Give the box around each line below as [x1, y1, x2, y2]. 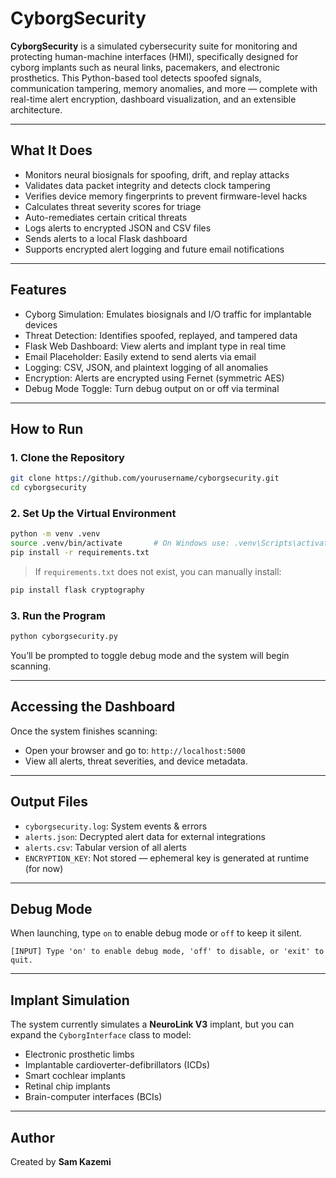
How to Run [10, 420, 84, 437]
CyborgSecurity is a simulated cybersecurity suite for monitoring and [10, 40, 298, 52]
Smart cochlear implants [24, 1070, 126, 1082]
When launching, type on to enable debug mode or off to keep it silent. [10, 927, 303, 939]
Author [10, 1129, 55, 1146]
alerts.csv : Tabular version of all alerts [24, 841, 187, 853]
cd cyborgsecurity [10, 483, 87, 493]
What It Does [10, 142, 93, 159]
